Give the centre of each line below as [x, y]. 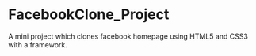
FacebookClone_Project [89, 15]
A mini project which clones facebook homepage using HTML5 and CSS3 [128, 36]
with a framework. [38, 44]
